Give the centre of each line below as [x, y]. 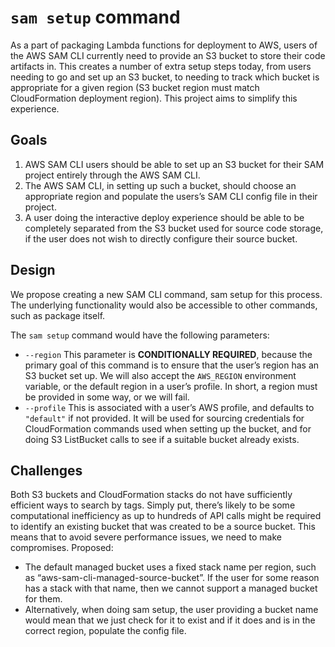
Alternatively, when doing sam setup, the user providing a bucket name [171, 610]
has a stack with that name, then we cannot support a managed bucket [171, 588]
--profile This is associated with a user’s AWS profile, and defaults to [169, 407]
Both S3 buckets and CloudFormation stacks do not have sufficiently [151, 495]
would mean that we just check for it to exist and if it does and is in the [170, 620]
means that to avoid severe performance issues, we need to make [146, 537]
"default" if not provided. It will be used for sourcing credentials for [164, 418]
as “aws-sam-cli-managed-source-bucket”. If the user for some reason [172, 578]
